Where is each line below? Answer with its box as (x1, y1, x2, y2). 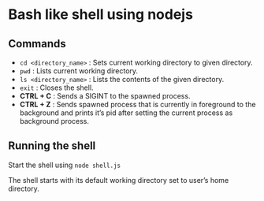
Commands (8, 37, 67, 50)
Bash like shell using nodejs (8, 6, 193, 24)
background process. (19, 117, 89, 125)
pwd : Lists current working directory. (19, 66, 139, 76)
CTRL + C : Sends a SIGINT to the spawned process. (19, 91, 191, 100)
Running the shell (8, 140, 96, 153)
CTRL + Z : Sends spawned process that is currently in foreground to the (19, 100, 256, 109)
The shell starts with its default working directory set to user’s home (8, 175, 229, 184)
